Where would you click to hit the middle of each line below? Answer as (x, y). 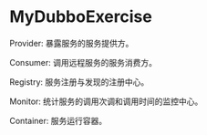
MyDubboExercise (81, 17)
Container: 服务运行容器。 (58, 120)
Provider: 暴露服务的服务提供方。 (72, 43)
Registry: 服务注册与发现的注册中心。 (79, 82)
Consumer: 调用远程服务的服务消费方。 (83, 62)
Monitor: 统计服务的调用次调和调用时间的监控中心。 (106, 101)
